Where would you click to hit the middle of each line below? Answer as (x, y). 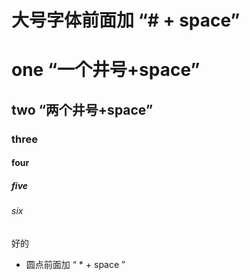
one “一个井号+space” (106, 70)
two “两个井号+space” (82, 109)
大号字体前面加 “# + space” (126, 20)
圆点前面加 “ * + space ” (75, 264)
